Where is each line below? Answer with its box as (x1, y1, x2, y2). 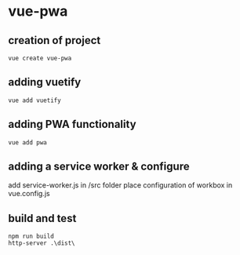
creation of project (8, 34, 101, 47)
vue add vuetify (8, 97, 61, 104)
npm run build (8, 232, 55, 241)
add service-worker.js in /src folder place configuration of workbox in (8, 180, 233, 190)
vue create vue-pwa (8, 54, 72, 62)
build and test (8, 211, 77, 225)
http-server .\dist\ (8, 239, 76, 247)
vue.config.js (8, 189, 50, 199)
